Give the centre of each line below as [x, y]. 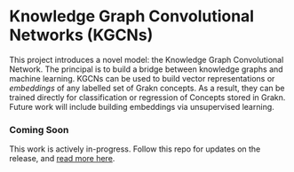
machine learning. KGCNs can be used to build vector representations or [142, 78]
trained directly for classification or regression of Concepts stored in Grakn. [147, 97]
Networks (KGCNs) [81, 35]
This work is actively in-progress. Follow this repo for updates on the [135, 149]
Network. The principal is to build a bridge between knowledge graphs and [146, 69]
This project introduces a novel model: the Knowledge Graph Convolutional [147, 59]
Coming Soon [39, 129]
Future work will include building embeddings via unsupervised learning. [142, 106]
